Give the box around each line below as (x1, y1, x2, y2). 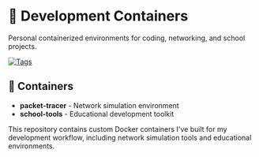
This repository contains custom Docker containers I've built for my (8, 124, 227, 133)
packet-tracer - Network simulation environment (19, 100, 179, 110)
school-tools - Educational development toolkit (19, 109, 175, 118)
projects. (8, 41, 37, 50)
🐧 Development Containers (8, 7, 189, 25)
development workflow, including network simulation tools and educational (8, 133, 252, 142)
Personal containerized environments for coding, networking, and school (8, 33, 246, 43)
